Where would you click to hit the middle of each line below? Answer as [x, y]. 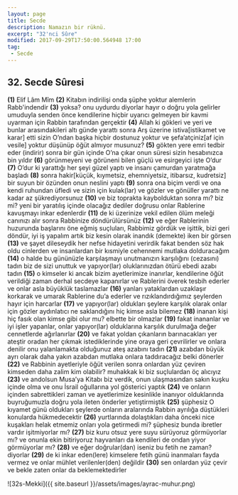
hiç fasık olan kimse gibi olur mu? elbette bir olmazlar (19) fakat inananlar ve [118, 319]
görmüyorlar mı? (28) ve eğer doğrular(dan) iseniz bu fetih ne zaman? [109, 447]
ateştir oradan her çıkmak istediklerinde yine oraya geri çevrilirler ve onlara [117, 341]
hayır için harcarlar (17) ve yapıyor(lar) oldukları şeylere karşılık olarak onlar [117, 304]
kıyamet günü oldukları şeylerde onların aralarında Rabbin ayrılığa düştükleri [118, 409]
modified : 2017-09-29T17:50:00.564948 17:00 [74, 41]
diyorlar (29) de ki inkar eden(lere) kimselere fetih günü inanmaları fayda [113, 454]
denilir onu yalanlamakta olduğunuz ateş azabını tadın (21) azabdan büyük [116, 348]
